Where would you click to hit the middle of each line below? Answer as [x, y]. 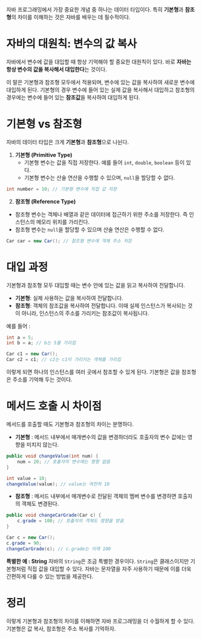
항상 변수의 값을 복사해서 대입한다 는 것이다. [57, 69]
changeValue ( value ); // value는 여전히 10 [58, 484]
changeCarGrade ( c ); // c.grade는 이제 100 [59, 549]
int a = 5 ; [20, 337]
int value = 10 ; [27, 478]
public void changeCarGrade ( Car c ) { [54, 515]
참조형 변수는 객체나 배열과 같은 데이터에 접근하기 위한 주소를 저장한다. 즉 [101, 214]
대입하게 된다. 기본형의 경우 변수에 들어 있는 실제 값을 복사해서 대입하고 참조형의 [101, 90]
